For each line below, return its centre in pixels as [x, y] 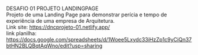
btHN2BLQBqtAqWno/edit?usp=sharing [54, 46]
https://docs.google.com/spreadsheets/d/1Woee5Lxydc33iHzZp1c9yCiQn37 [99, 39]
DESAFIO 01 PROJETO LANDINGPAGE [52, 8]
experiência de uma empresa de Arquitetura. [61, 21]
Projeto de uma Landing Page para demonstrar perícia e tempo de [87, 15]
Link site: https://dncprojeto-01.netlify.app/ [58, 27]
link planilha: [21, 33]
